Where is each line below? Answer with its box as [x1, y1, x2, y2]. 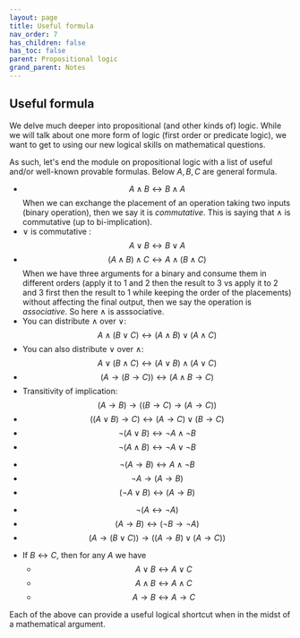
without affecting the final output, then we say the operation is [21, 297, 253, 307]
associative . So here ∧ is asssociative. [21, 306, 165, 316]
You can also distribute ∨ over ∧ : [21, 343, 144, 354]
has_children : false [9, 38, 87, 47]
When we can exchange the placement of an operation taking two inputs [21, 197, 291, 208]
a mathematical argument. [9, 618, 106, 629]
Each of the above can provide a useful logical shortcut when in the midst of [9, 608, 291, 619]
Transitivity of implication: [21, 385, 118, 396]
